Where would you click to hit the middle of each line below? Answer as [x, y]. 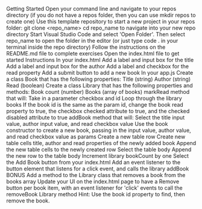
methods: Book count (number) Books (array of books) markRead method [98, 92]
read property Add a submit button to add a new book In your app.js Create [100, 73]
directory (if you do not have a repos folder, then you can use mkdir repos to [101, 15]
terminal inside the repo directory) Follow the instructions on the [86, 47]
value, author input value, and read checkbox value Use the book [87, 124]
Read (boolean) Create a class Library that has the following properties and [99, 86]
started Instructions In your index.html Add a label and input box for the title [100, 60]
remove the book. [28, 201]
